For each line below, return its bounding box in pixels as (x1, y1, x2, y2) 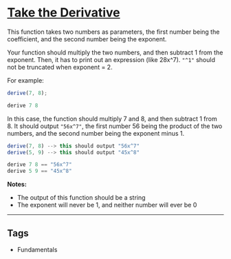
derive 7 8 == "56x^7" (7, 161, 72, 168)
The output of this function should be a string (16, 194, 146, 202)
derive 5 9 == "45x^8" (7, 167, 72, 175)
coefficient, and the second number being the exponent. (7, 34, 167, 43)
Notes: (7, 180, 27, 189)
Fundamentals (16, 246, 58, 253)
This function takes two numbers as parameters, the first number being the (7, 28, 220, 36)
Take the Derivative (7, 5, 120, 21)
